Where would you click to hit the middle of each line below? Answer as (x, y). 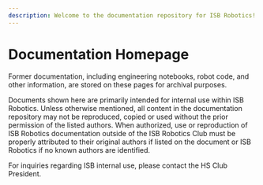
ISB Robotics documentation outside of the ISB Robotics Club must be (122, 133)
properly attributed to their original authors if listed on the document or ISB (130, 142)
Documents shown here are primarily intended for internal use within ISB (126, 100)
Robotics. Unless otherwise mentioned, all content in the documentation (125, 108)
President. (25, 173)
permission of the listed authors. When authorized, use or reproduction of (128, 125)
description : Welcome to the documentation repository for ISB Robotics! (132, 15)
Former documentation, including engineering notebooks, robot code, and (129, 76)
